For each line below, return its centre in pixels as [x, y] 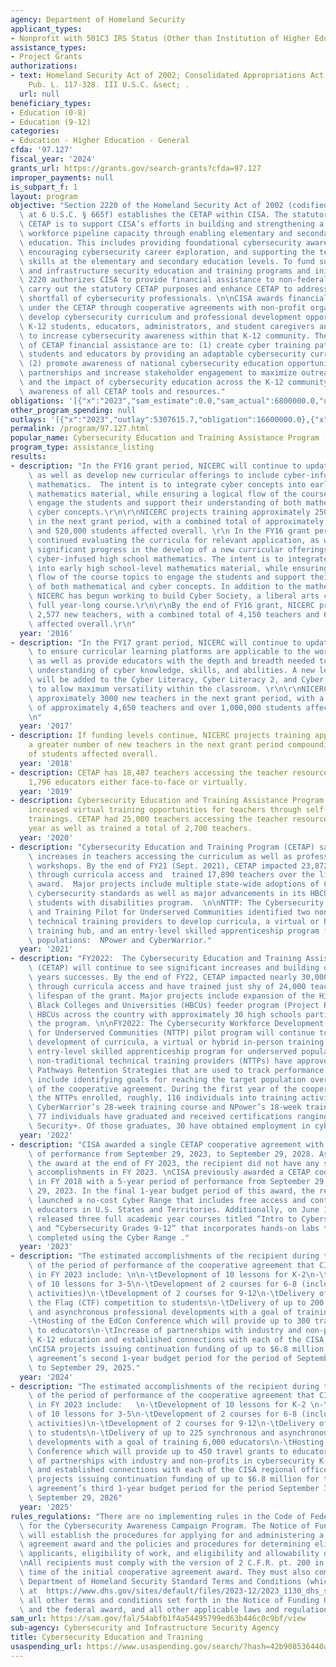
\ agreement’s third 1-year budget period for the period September [174, 1489]
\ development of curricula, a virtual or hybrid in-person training [176, 1042]
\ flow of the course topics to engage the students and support [167, 577]
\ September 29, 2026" [75, 1498]
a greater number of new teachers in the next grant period [156, 745]
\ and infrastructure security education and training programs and [165, 271]
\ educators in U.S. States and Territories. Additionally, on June [174, 1209]
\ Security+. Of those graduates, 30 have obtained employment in [169, 1126]
